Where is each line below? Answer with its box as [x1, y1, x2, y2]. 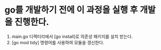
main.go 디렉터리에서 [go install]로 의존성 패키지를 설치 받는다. [11, 33, 133, 39]
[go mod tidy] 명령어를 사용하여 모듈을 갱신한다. [11, 39, 105, 45]
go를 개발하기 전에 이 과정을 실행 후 [4, 4, 138, 16]
